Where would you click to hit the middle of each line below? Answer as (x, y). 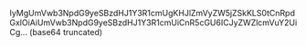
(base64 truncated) (66, 32)
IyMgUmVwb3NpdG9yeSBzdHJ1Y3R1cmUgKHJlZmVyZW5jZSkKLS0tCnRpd (152, 13)
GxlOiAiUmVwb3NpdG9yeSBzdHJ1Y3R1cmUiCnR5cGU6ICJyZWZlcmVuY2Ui (153, 23)
